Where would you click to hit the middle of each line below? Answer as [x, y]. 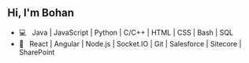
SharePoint [37, 52]
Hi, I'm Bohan [41, 13]
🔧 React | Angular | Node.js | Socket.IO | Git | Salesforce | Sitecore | [130, 43]
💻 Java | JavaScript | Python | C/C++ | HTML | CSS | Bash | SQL [126, 32]
